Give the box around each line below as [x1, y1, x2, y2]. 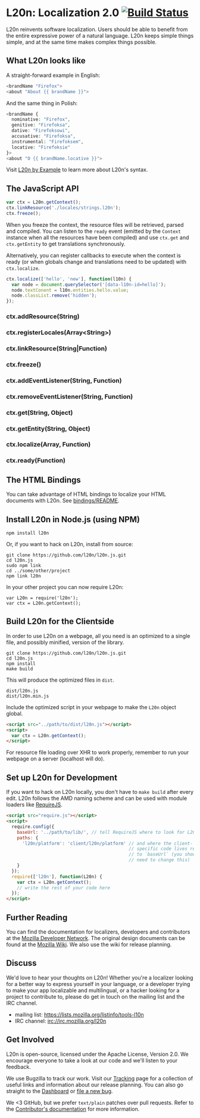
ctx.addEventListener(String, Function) [6, 376, 122, 384]
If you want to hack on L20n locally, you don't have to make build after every [6, 789, 194, 796]
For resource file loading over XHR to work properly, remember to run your [6, 749, 189, 756]
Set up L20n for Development [6, 772, 118, 783]
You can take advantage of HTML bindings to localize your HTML [6, 491, 167, 498]
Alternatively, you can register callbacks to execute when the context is [6, 251, 182, 259]
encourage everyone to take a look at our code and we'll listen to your [6, 1057, 178, 1064]
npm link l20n [6, 573, 42, 579]
